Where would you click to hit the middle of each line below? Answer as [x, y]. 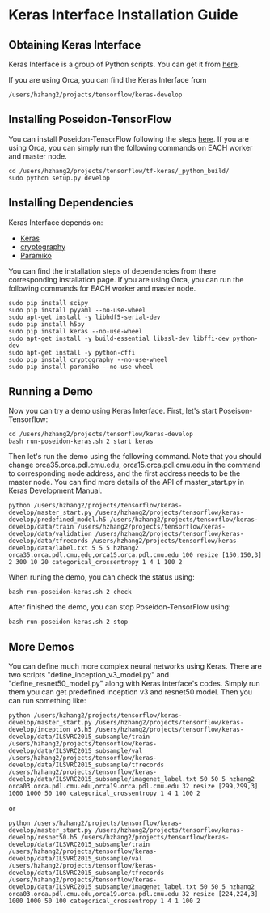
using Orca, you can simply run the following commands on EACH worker [131, 147]
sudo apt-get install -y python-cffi [72, 352]
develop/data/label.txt [49, 548]
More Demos [41, 646]
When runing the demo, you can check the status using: [102, 577]
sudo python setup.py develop [59, 178]
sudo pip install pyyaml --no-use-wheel [78, 310]
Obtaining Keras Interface [75, 45]
